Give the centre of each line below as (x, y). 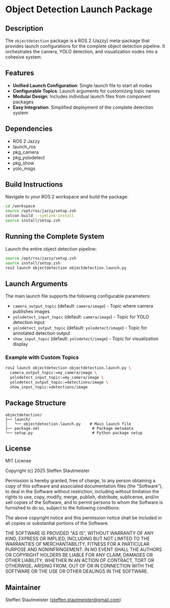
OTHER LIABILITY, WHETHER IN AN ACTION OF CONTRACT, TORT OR (80, 560)
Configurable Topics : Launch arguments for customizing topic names (86, 91)
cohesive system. (24, 57)
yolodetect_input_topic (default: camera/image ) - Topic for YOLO (81, 317)
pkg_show (23, 163)
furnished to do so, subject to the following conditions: (63, 508)
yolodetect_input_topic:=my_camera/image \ (57, 378)
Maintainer (23, 587)
